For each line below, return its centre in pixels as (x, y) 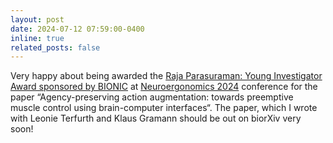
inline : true (37, 38)
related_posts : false (55, 47)
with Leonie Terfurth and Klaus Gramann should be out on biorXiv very (156, 118)
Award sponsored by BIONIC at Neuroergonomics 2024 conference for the (164, 87)
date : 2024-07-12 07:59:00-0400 (77, 29)
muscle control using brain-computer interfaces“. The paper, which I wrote (164, 108)
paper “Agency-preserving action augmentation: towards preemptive (152, 97)
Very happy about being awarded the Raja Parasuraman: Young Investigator (166, 76)
